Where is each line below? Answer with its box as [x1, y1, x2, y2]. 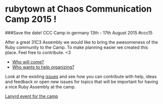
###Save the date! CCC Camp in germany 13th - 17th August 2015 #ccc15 [5, 30, 153, 35]
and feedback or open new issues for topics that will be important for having [5, 79, 158, 85]
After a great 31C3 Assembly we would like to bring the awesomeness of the [5, 39, 158, 45]
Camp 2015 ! [5, 14, 57, 25]
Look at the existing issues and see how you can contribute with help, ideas [5, 73, 157, 79]
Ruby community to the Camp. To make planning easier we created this [5, 44, 148, 50]
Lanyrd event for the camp [5, 93, 58, 99]
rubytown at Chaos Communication [5, 3, 152, 15]
